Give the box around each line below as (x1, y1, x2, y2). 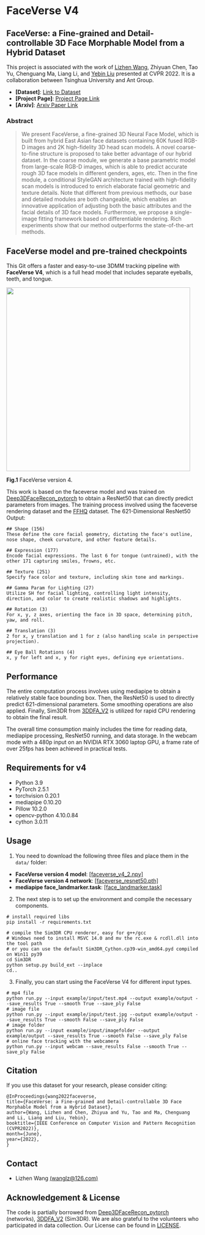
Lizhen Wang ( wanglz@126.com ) (15, 1174, 99, 1182)
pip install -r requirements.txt (6, 919, 92, 925)
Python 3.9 (15, 779, 43, 786)
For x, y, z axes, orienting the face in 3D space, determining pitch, (6, 612, 193, 618)
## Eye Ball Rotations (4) (6, 649, 75, 655)
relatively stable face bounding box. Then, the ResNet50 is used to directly (6, 693, 195, 701)
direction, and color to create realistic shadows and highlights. (6, 595, 182, 602)
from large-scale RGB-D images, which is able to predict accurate (21, 163, 188, 170)
